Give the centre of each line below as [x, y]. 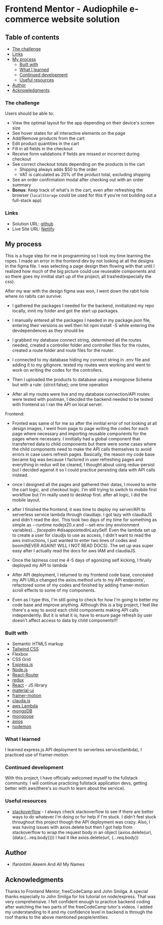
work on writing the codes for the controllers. [57, 370]
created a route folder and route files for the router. [63, 350]
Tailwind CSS [25, 649]
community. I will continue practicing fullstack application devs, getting [76, 783]
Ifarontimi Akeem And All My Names [48, 864]
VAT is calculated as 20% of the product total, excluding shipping [85, 175]
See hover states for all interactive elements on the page [69, 133]
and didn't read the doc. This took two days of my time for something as [84, 520]
